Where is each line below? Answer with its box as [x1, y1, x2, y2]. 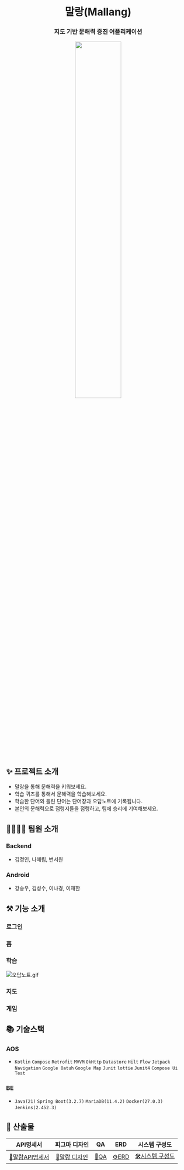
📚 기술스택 [6, 1024, 45, 1034]
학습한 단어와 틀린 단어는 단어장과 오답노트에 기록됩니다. [14, 798, 143, 805]
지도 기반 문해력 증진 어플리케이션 [54, 27, 143, 36]
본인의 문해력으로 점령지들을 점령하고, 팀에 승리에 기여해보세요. [14, 805, 159, 812]
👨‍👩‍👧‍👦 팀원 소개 [6, 824, 58, 834]
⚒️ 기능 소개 [6, 903, 46, 913]
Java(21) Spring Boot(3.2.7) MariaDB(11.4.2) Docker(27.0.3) [14, 1098, 164, 1104]
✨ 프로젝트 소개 [6, 766, 59, 776]
